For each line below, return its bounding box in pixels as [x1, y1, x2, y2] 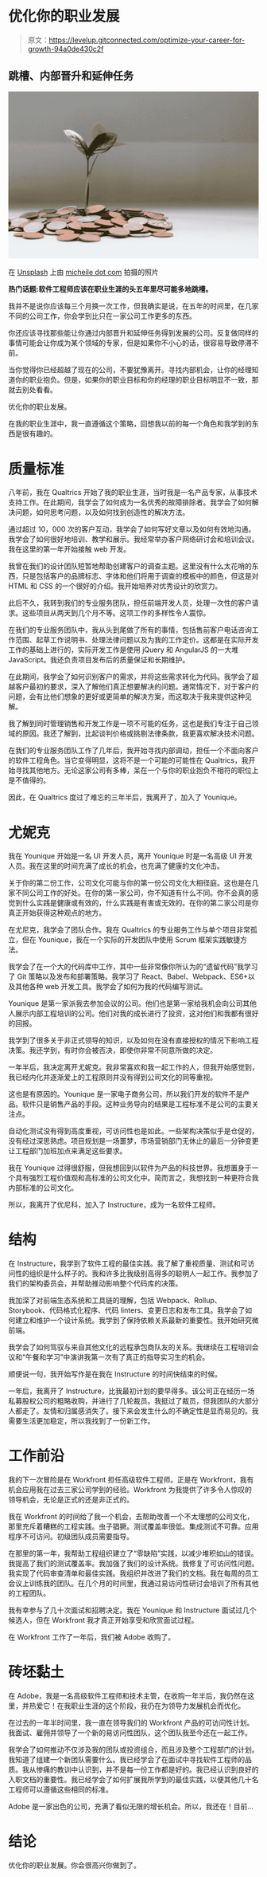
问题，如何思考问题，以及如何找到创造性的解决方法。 [14, 508, 189, 517]
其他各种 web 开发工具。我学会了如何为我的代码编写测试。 [14, 982, 207, 992]
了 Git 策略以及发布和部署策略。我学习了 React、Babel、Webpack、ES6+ [8, 972, 249, 981]
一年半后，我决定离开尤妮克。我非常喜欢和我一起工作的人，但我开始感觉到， [8, 1062, 259, 1072]
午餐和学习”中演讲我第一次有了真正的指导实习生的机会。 [25, 1353, 210, 1362]
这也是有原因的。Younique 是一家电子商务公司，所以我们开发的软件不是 [8, 1090, 243, 1099]
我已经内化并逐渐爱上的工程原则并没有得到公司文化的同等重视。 [8, 1073, 217, 1082]
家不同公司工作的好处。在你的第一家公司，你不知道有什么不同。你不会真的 [8, 888, 252, 897]
